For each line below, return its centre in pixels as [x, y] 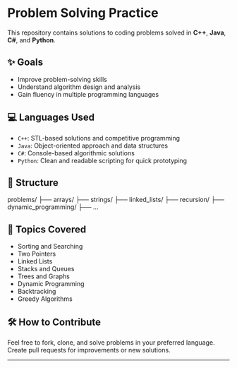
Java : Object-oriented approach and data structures [92, 146]
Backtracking [37, 292]
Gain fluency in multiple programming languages [88, 94]
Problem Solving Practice [83, 13]
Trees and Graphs [44, 276]
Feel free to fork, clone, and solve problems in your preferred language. [111, 343]
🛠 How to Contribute [54, 322]
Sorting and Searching [50, 247]
